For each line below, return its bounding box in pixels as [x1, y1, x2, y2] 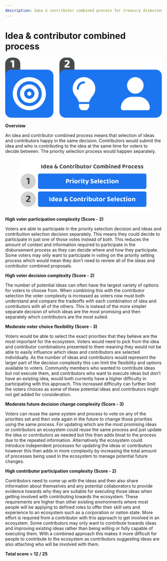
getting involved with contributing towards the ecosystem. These [5, 493, 138, 499]
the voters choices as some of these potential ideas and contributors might [5, 386, 159, 392]
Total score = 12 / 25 [5, 551, 48, 557]
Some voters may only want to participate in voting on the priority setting [5, 252, 155, 258]
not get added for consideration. [5, 391, 72, 397]
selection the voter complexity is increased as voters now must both [5, 292, 145, 298]
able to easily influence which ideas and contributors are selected [5, 349, 140, 355]
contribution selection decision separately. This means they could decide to [5, 231, 161, 237]
